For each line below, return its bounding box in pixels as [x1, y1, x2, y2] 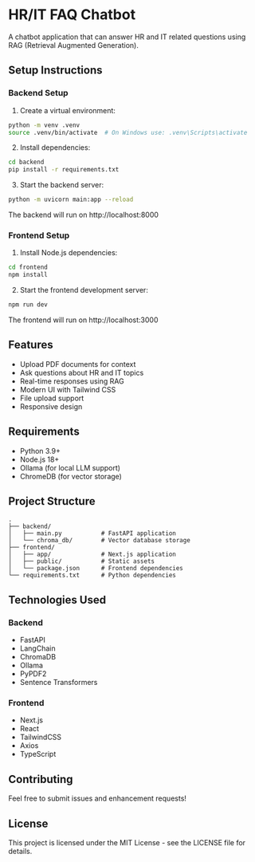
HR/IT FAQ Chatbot [8, 6, 136, 24]
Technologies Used [8, 592, 106, 607]
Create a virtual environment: [19, 105, 116, 115]
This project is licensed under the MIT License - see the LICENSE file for [8, 837, 245, 847]
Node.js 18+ [19, 455, 60, 464]
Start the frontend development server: [19, 285, 149, 295]
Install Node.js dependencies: [19, 248, 118, 258]
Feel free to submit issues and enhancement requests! [8, 793, 187, 803]
